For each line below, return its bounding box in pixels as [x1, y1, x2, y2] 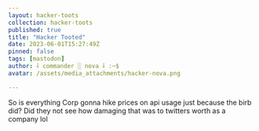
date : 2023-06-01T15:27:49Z [8, 41, 100, 48]
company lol [8, 114, 49, 123]
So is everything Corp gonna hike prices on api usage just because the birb [8, 97, 252, 107]
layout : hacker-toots [8, 11, 79, 19]
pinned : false [8, 48, 55, 55]
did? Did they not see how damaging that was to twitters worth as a [8, 106, 226, 115]
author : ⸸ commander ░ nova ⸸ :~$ [8, 62, 119, 70]
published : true [8, 26, 61, 34]
